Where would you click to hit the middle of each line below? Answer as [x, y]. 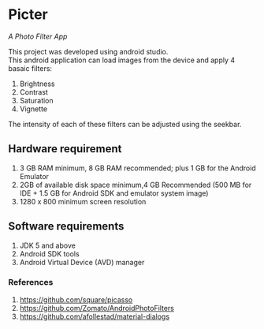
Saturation [36, 100]
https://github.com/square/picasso [76, 299]
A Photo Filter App [38, 36]
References [31, 282]
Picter [28, 15]
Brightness [37, 84]
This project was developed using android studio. [88, 51]
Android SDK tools [50, 253]
